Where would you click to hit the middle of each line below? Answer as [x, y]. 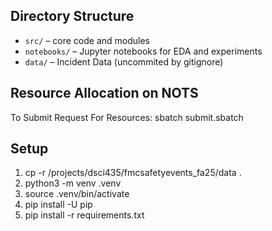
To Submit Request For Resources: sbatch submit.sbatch [127, 117]
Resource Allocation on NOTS [104, 93]
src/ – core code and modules [87, 40]
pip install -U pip [58, 205]
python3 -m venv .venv [73, 183]
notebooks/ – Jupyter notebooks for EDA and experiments [143, 51]
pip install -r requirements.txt [84, 215]
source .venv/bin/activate [77, 194]
